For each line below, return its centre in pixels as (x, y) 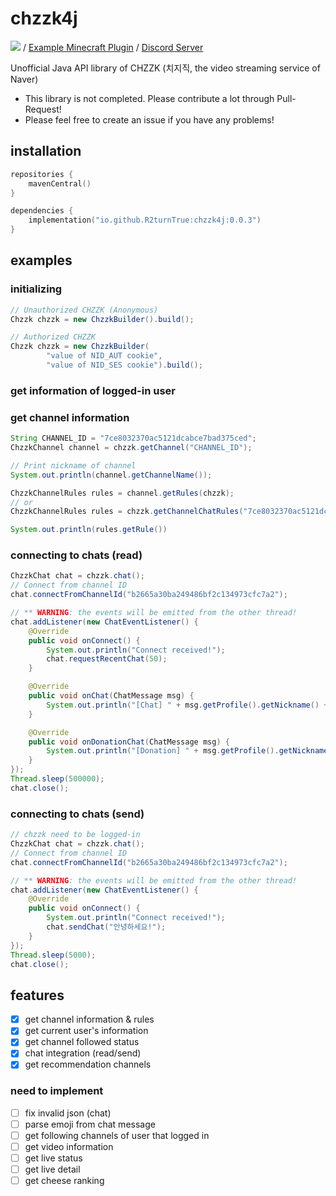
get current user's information (86, 1031)
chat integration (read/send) (83, 1053)
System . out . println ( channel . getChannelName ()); (111, 475)
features (37, 995)
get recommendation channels (88, 1064)
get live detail (52, 1169)
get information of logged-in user (93, 390)
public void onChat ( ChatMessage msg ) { (111, 696)
